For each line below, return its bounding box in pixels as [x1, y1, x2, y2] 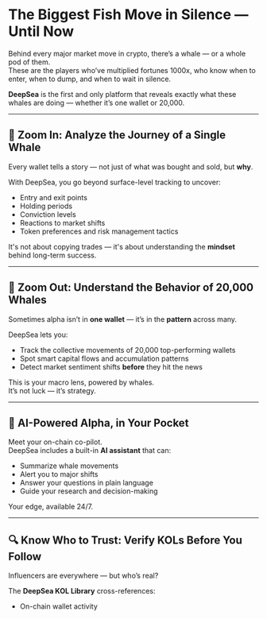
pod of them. [8, 57, 51, 67]
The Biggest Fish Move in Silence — [8, 6, 249, 24]
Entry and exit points [19, 192, 87, 202]
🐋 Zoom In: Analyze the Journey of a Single [8, 129, 226, 142]
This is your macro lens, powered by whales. [8, 377, 155, 387]
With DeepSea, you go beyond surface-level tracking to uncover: [8, 177, 221, 187]
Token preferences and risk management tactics [19, 226, 179, 236]
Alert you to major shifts [19, 470, 99, 479]
